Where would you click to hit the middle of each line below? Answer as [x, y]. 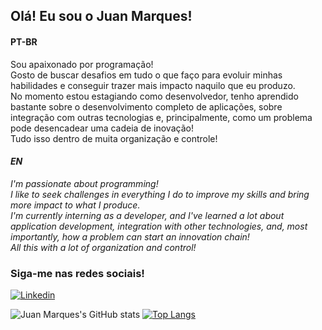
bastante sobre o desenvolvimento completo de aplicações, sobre [146, 106]
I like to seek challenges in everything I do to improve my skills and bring [160, 194]
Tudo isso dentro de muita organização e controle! [114, 138]
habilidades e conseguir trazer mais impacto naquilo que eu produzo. [153, 85]
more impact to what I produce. [75, 205]
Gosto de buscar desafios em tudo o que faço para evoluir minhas [146, 75]
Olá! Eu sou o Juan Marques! [101, 16]
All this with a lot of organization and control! [103, 247]
